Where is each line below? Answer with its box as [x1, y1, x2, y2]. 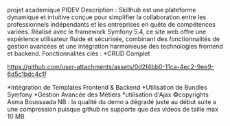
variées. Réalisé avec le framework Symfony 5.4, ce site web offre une [7, 27, 207, 36]
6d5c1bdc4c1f [7, 70, 47, 78]
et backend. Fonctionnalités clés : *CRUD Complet [7, 49, 150, 58]
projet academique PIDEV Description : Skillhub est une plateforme [7, 6, 196, 14]
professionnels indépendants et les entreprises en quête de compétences [7, 21, 216, 28]
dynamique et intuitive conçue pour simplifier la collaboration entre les [7, 13, 207, 21]
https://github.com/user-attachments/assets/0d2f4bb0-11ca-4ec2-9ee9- [7, 63, 215, 71]
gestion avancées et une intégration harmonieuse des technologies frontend [7, 42, 223, 50]
